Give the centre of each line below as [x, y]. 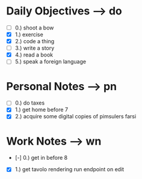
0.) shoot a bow [34, 28]
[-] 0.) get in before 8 [41, 158]
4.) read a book [34, 55]
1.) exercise [29, 35]
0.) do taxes [30, 103]
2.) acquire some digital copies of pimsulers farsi [76, 117]
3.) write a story [35, 48]
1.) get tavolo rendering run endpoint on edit [69, 169]
